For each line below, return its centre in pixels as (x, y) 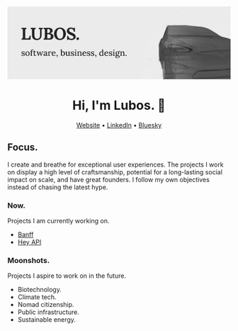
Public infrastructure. (48, 312)
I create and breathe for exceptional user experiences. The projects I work (116, 164)
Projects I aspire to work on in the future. (67, 276)
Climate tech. (37, 297)
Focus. (23, 147)
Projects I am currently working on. (58, 220)
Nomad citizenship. (46, 305)
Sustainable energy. (47, 320)
